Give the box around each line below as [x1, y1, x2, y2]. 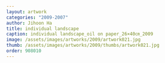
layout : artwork [6, 8, 47, 15]
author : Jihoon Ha [6, 20, 52, 26]
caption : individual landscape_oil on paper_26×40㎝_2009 [6, 31, 154, 37]
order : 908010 [6, 48, 42, 54]
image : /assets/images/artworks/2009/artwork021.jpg [6, 37, 141, 43]
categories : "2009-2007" [6, 14, 68, 20]
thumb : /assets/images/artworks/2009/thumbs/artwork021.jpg [6, 43, 160, 49]
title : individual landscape [6, 25, 79, 32]
